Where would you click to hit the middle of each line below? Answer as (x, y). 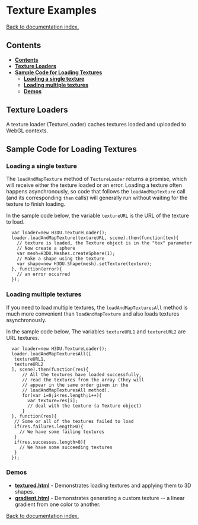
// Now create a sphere (46, 249)
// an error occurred (43, 274)
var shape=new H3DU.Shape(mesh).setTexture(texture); (84, 264)
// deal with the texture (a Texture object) (85, 406)
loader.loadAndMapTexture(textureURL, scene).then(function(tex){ (95, 238)
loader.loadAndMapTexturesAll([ (52, 354)
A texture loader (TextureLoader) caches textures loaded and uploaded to (96, 124)
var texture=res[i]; (53, 400)
